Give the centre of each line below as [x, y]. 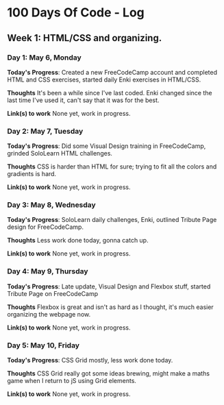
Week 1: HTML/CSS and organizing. [85, 38]
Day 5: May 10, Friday [43, 345]
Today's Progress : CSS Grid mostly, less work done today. [90, 360]
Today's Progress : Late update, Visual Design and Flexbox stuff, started [109, 286]
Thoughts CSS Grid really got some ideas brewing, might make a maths [109, 373]
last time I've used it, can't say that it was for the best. [83, 100]
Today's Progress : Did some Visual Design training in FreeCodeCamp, [107, 146]
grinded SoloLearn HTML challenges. [60, 154]
